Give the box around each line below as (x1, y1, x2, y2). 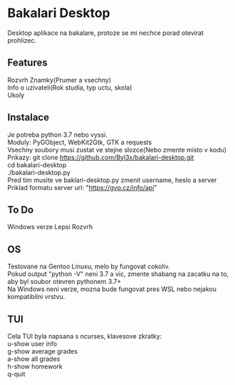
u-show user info (7, 339, 58, 348)
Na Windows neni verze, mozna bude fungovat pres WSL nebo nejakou (7, 285, 217, 293)
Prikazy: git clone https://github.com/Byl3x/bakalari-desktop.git (7, 153, 194, 162)
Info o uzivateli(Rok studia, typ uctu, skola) (7, 83, 132, 92)
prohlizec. (7, 36, 37, 44)
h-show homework (7, 362, 63, 371)
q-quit (7, 370, 26, 378)
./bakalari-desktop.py (7, 168, 71, 176)
